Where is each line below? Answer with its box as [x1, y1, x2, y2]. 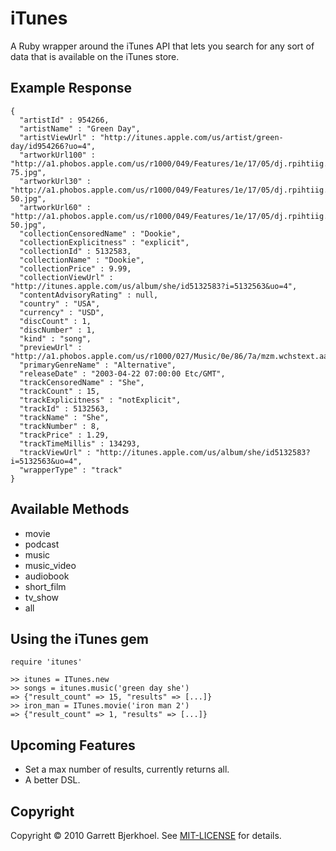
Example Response [10, 80, 132, 97]
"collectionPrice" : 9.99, [19, 263, 132, 274]
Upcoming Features [10, 737, 136, 754]
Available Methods [10, 501, 130, 518]
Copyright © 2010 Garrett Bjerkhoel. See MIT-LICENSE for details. [10, 830, 282, 841]
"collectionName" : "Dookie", [19, 255, 145, 265]
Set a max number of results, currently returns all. [24, 763, 230, 776]
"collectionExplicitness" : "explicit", [19, 237, 190, 247]
